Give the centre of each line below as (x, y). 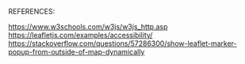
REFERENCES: (32, 11)
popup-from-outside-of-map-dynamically (77, 52)
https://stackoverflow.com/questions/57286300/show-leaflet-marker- (123, 43)
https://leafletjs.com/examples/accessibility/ (80, 35)
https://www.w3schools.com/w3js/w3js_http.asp (88, 26)
